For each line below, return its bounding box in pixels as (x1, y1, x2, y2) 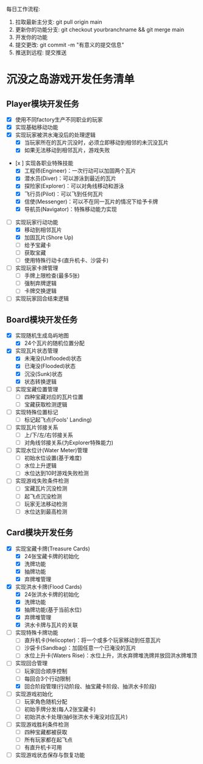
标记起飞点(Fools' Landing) (24, 416, 93, 423)
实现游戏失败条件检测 (15, 477, 69, 485)
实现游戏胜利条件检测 (15, 721, 69, 728)
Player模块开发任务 (6, 98, 79, 109)
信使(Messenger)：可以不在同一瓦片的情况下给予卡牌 (24, 198, 158, 205)
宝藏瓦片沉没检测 (24, 485, 68, 492)
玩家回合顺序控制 (24, 667, 68, 674)
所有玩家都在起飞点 (24, 736, 73, 743)
